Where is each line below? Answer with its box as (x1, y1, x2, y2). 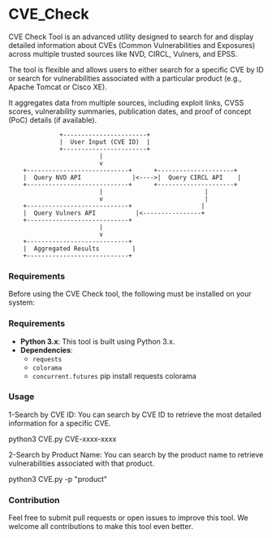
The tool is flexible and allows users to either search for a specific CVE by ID (8, 64, 264, 74)
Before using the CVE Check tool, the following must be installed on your (8, 289, 252, 299)
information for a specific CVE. (8, 418, 111, 427)
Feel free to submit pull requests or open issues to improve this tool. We (8, 513, 249, 523)
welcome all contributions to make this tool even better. (8, 522, 193, 531)
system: (8, 297, 35, 307)
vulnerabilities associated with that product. (8, 458, 155, 468)
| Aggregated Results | (23, 245, 136, 253)
